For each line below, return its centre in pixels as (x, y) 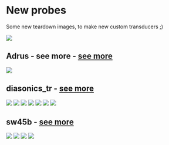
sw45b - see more (40, 122)
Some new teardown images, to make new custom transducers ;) (84, 27)
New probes (36, 10)
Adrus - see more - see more (60, 56)
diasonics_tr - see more (50, 89)
